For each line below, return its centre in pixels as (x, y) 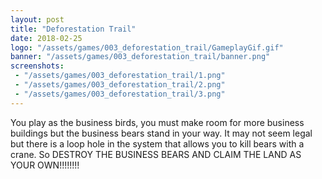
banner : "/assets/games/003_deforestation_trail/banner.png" (140, 57)
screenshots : (37, 66)
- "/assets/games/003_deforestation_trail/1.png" (120, 76)
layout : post (37, 19)
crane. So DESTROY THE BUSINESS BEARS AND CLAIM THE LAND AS (156, 154)
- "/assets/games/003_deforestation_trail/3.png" (120, 94)
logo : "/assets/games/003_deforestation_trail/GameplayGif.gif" (147, 47)
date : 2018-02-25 (46, 38)
